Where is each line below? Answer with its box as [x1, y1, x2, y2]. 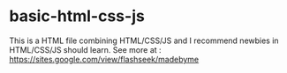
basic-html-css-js [9, 6, 146, 26]
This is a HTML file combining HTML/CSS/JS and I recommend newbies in [9, 35, 280, 46]
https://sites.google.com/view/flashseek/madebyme [9, 54, 200, 64]
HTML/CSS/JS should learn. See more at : [9, 44, 162, 55]
